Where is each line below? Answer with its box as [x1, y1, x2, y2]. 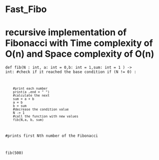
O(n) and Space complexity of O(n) [5, 48, 154, 60]
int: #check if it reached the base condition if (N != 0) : [5, 69, 137, 74]
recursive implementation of [5, 27, 127, 38]
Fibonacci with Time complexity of [5, 37, 153, 49]
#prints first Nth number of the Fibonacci [5, 133, 98, 138]
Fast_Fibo [5, 4, 47, 15]
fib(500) [5, 150, 24, 155]
